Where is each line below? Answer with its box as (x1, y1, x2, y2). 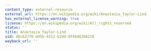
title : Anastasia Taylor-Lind (5, 30, 67, 34)
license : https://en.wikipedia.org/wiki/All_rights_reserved (5, 20, 132, 26)
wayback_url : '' (5, 39, 38, 44)
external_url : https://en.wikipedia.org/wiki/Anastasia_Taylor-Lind (5, 12, 147, 17)
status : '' (5, 25, 27, 30)
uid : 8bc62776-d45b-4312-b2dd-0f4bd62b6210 (5, 34, 95, 39)
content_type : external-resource (5, 7, 73, 12)
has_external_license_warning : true (5, 16, 79, 21)
